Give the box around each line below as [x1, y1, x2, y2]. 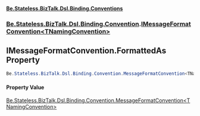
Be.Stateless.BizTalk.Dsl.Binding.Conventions [6, 5, 123, 12]
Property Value [6, 84, 45, 91]
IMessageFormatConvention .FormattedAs [6, 45, 167, 56]
